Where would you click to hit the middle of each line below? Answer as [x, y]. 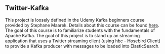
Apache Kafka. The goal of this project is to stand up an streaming [73, 35]
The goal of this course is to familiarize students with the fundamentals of [80, 30]
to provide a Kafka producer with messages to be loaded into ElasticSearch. [82, 46]
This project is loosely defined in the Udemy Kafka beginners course [75, 20]
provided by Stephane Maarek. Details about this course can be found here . [82, 25]
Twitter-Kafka [27, 8]
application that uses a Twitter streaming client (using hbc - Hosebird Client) [83, 41]
